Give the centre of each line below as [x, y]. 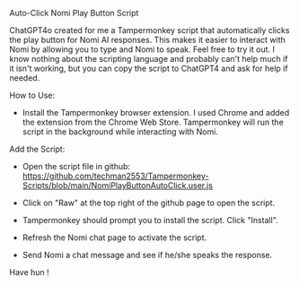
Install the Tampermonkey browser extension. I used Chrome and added [156, 112]
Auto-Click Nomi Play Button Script [74, 13]
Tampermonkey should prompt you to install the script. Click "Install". [150, 220]
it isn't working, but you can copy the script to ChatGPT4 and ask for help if [149, 68]
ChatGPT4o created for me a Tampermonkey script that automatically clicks [149, 30]
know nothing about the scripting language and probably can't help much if [149, 59]
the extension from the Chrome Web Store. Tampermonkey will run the [153, 122]
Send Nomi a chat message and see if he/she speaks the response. [147, 255]
